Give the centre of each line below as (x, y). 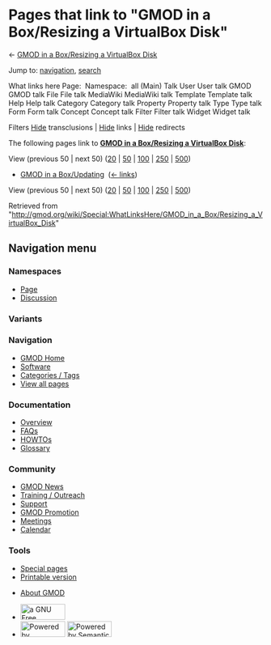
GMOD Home (42, 358)
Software (35, 367)
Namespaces (35, 271)
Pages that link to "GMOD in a (110, 15)
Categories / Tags (50, 375)
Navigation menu (53, 248)
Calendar (35, 530)
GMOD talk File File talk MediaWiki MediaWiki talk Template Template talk (130, 94)
